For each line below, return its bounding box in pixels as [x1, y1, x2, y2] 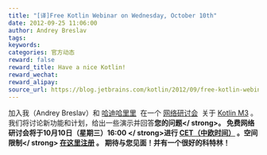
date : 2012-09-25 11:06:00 [8, 19, 98, 27]
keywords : [8, 41, 41, 49]
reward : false [8, 56, 56, 64]
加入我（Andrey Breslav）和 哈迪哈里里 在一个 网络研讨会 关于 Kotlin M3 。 [8, 108, 258, 118]
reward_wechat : [8, 71, 59, 79]
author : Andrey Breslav [8, 26, 87, 34]
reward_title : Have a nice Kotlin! [8, 64, 126, 72]
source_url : [8, 85, 48, 94]
